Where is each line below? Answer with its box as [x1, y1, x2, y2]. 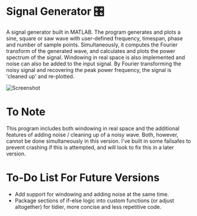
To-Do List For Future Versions [6, 171, 160, 184]
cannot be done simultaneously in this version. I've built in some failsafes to [6, 137, 191, 145]
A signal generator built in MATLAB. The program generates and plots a [6, 28, 181, 36]
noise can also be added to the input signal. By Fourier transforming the [6, 60, 182, 67]
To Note [6, 105, 46, 119]
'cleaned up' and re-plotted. [6, 73, 75, 80]
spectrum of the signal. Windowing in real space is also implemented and [6, 54, 185, 61]
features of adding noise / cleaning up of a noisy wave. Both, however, [6, 131, 179, 138]
